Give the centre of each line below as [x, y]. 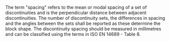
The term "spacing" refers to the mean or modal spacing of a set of [76, 7]
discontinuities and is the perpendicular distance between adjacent [76, 13]
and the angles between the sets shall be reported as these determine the [83, 23]
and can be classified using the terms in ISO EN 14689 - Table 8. [73, 34]
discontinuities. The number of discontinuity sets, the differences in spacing [85, 18]
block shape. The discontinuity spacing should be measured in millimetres [83, 29]
